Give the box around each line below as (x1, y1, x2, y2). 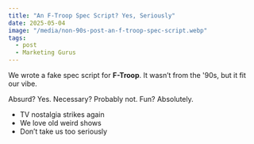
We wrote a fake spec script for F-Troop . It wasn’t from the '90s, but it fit (8, 71, 246, 80)
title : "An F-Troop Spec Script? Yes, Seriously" (8, 11, 176, 20)
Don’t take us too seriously (19, 126, 108, 136)
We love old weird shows (19, 119, 102, 127)
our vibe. (8, 79, 37, 88)
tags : (8, 33, 26, 42)
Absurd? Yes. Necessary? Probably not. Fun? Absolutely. (8, 95, 194, 103)
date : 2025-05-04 (8, 19, 66, 27)
